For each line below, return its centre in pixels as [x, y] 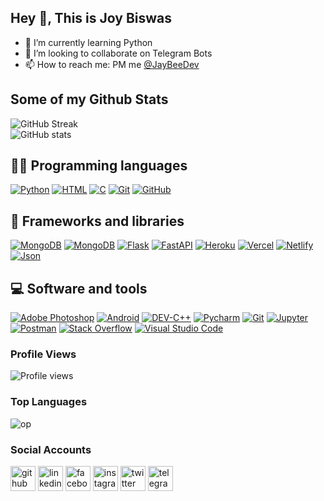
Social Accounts [51, 449]
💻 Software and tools [79, 288]
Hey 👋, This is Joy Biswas [91, 18]
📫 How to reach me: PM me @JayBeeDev [112, 64]
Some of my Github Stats [89, 99]
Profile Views [43, 354]
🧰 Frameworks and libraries [97, 221]
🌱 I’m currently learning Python [88, 42]
